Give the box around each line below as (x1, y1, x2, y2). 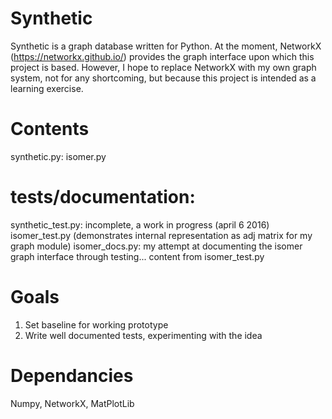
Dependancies (10, 364, 134, 387)
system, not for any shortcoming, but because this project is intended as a (10, 72, 317, 84)
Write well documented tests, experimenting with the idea (24, 329, 263, 341)
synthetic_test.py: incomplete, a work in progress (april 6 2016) (10, 218, 270, 231)
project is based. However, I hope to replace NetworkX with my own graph (10, 61, 317, 73)
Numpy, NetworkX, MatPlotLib (10, 397, 135, 409)
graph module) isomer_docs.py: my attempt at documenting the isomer (10, 240, 303, 252)
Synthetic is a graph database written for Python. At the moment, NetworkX (10, 40, 322, 52)
